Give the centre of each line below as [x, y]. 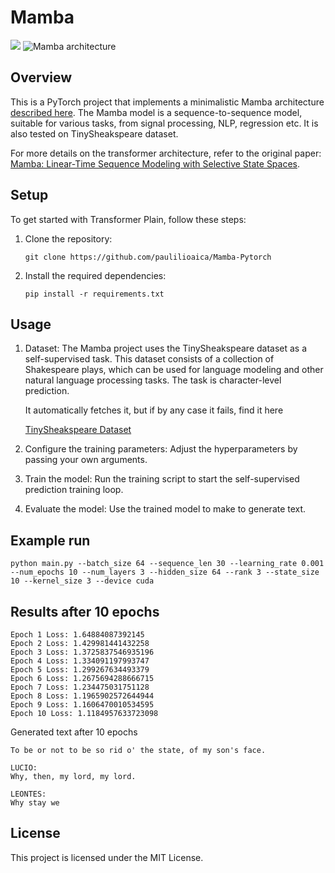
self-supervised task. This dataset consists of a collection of [149, 359]
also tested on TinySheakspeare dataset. [94, 133]
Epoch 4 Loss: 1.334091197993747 [80, 661]
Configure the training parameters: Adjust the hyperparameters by [161, 449]
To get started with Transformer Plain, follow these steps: [128, 219]
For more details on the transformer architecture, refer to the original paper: [166, 153]
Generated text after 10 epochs [74, 732]
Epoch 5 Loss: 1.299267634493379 [80, 670]
